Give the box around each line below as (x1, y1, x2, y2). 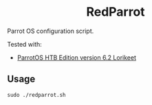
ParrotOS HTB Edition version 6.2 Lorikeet (17, 53, 136, 62)
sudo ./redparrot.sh (7, 91, 67, 98)
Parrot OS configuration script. (7, 27, 94, 35)
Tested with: (7, 40, 43, 48)
